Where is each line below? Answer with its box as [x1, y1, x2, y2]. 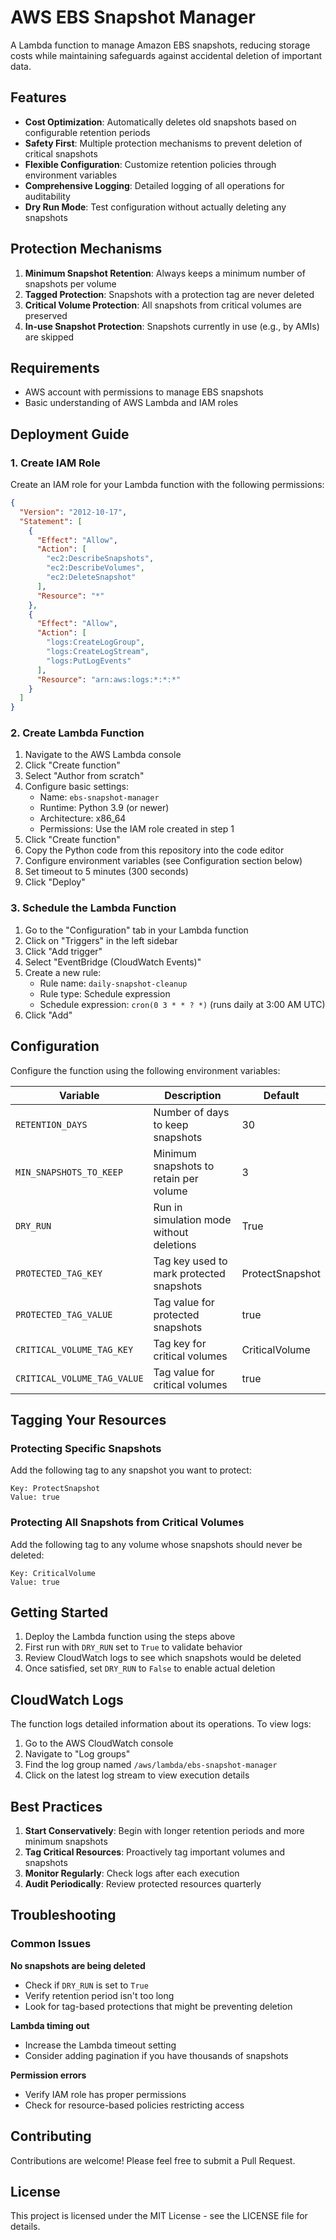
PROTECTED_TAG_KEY [15, 1267, 103, 1279]
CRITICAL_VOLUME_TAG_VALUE [15, 1372, 144, 1384]
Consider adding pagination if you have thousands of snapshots [24, 2049, 289, 2061]
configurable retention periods [24, 126, 151, 138]
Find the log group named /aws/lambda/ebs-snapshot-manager [24, 1759, 278, 1771]
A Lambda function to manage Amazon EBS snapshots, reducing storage [10, 39, 311, 51]
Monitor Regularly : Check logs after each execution [24, 1867, 240, 1880]
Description [164, 1088, 222, 1102]
